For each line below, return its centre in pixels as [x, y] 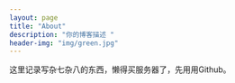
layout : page [34, 18]
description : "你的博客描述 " [62, 34]
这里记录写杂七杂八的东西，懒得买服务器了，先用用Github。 [120, 69]
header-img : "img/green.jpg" [64, 43]
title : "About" [38, 26]
